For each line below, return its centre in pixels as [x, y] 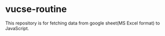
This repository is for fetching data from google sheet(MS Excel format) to [82, 23]
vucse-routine [36, 9]
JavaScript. [17, 28]
